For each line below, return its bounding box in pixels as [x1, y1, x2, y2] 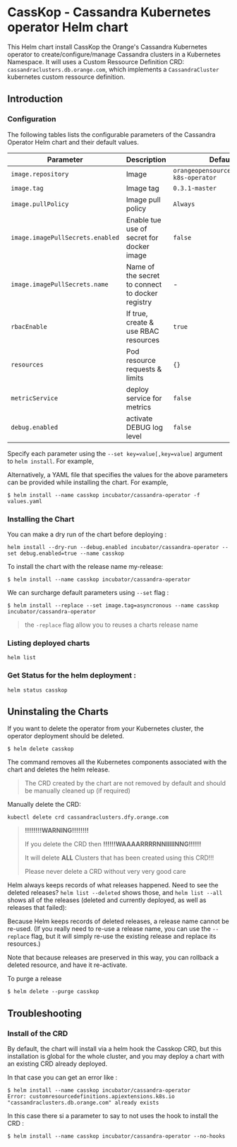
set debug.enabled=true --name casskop [7, 550, 125, 557]
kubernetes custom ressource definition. [7, 72, 126, 81]
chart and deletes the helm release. [7, 765, 111, 774]
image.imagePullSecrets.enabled [11, 234, 120, 241]
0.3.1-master [172, 184, 217, 192]
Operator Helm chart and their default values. [7, 138, 140, 146]
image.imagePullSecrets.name [11, 280, 109, 288]
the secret [126, 270, 160, 280]
